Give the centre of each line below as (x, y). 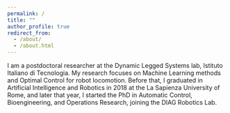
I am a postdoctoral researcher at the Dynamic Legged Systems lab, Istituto (115, 66)
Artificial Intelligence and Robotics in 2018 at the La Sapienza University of (114, 88)
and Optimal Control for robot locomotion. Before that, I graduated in (105, 80)
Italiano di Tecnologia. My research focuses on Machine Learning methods (114, 73)
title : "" (22, 20)
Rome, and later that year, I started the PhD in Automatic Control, (100, 95)
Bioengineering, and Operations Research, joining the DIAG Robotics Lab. (112, 102)
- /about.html (34, 46)
